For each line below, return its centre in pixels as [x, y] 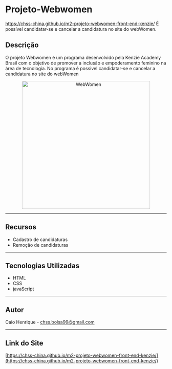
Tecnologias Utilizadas [42, 265]
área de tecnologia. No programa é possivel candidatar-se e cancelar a [80, 68]
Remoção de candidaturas [40, 245]
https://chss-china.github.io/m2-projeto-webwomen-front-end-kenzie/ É [82, 24]
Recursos [21, 227]
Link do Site [24, 343]
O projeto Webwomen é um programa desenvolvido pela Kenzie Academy [83, 57]
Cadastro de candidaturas [40, 240]
